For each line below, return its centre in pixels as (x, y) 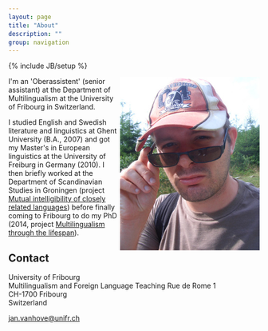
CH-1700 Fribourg (38, 294)
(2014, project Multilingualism (57, 225)
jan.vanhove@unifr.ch (44, 318)
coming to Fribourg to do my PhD (63, 216)
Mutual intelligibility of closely (57, 199)
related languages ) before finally (62, 207)
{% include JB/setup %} (48, 66)
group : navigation (39, 42)
